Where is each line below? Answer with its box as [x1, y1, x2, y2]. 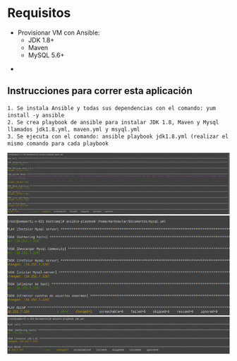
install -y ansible [7, 112, 65, 119]
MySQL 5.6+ [28, 51, 65, 59]
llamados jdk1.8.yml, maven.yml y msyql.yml [7, 126, 140, 133]
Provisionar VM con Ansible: [17, 28, 100, 37]
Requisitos [7, 5, 71, 21]
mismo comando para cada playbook [7, 140, 109, 147]
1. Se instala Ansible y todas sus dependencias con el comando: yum [7, 105, 217, 112]
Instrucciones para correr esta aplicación [7, 85, 193, 97]
